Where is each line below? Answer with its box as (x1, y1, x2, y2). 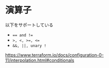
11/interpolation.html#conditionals (5, 57, 74, 63)
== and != (12, 33, 33, 38)
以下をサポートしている (5, 22, 53, 28)
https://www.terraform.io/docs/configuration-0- (5, 52, 104, 58)
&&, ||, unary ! (12, 43, 46, 48)
